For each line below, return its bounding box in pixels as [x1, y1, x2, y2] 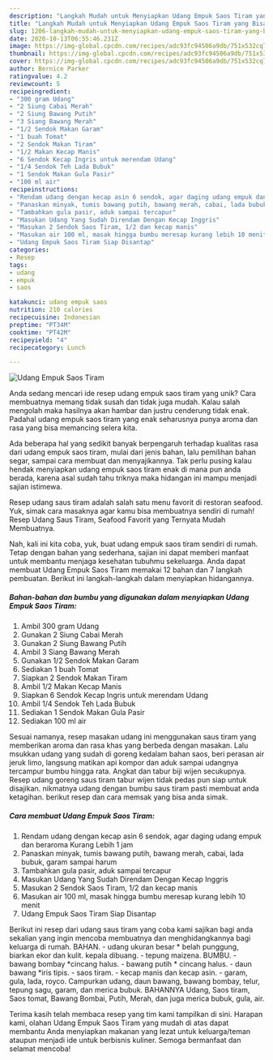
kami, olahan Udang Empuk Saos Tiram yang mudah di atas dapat [9, 1018, 229, 1028]
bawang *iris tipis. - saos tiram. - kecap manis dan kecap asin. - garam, [9, 967, 248, 978]
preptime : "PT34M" [9, 321, 71, 329]
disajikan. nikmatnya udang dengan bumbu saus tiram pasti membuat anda [9, 784, 260, 794]
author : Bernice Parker [9, 65, 90, 73]
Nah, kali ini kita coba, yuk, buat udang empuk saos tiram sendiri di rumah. [9, 539, 258, 549]
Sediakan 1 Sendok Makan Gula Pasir [20, 708, 145, 717]
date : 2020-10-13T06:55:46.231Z [9, 34, 118, 43]
